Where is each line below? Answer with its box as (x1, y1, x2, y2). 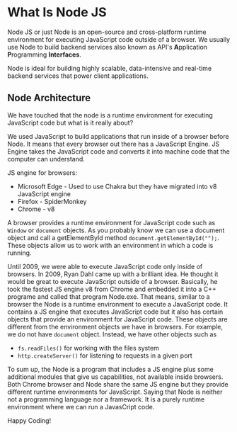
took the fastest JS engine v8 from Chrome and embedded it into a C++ (7, 285, 217, 293)
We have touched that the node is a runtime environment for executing (7, 110, 214, 119)
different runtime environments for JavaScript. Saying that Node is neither (7, 387, 223, 396)
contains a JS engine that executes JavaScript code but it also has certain (7, 307, 224, 316)
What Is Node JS (7, 4, 107, 21)
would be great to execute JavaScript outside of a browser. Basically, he (7, 277, 218, 285)
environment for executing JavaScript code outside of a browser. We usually (7, 35, 231, 43)
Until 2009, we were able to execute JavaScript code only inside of (7, 262, 203, 271)
